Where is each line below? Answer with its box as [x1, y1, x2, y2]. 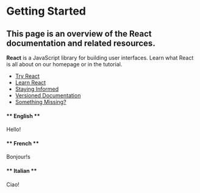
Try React [15, 72, 40, 80]
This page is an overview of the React [6, 29, 152, 39]
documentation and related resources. [6, 38, 155, 48]
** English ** [6, 112, 41, 119]
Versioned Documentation [15, 92, 81, 99]
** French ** [6, 139, 40, 147]
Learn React [15, 79, 46, 86]
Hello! [6, 126, 21, 133]
